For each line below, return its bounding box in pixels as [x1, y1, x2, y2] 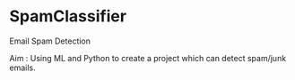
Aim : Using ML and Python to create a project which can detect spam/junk [9, 52, 287, 63]
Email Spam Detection [9, 36, 91, 46]
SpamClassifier [9, 6, 127, 27]
